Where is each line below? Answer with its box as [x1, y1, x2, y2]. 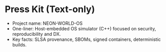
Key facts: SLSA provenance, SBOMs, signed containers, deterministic [12, 36, 161, 42]
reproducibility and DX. [12, 31, 61, 37]
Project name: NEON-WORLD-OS [12, 20, 83, 26]
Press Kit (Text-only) [5, 4, 95, 15]
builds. [12, 41, 27, 47]
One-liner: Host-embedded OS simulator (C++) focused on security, [12, 25, 156, 31]
